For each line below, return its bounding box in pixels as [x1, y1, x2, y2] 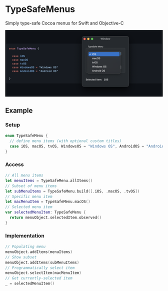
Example [5, 106, 33, 114]
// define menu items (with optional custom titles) [9, 138, 122, 143]
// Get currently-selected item [5, 276, 72, 281]
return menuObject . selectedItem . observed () [9, 215, 101, 220]
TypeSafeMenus [5, 3, 75, 15]
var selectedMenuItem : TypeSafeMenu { [5, 210, 86, 215]
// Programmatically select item [5, 265, 75, 270]
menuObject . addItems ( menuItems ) [5, 249, 72, 254]
